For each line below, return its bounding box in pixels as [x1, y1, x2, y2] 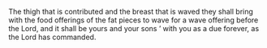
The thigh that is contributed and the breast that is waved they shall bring [8, 7, 254, 16]
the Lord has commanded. [8, 32, 97, 42]
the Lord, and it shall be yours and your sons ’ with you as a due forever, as [8, 24, 260, 33]
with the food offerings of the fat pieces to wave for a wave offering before [8, 15, 259, 25]
